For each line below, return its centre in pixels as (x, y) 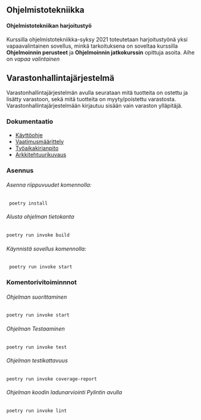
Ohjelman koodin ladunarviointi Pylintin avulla (64, 392)
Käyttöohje (29, 135)
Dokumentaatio (30, 122)
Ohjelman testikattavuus (37, 361)
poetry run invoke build (38, 235)
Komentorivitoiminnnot (42, 282)
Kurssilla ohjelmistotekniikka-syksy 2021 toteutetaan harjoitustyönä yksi (97, 39)
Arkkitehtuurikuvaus (40, 154)
